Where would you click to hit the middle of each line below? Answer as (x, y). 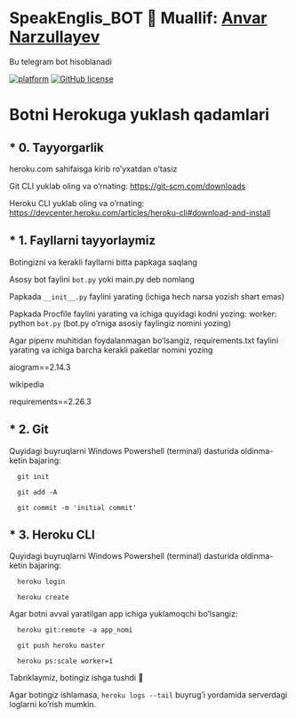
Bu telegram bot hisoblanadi (61, 61)
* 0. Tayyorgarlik (56, 147)
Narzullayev (55, 37)
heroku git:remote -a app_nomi (75, 630)
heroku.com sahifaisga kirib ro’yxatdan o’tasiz (93, 169)
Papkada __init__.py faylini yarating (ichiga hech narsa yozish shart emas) (147, 296)
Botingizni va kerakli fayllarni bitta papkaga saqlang (104, 262)
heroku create (43, 598)
